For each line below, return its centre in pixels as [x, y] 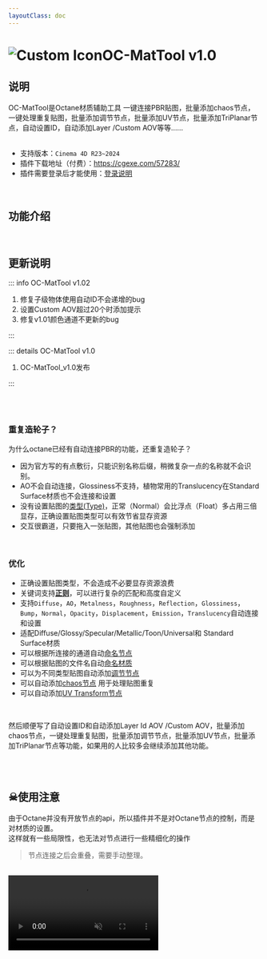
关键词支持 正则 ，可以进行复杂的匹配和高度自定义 [100, 592]
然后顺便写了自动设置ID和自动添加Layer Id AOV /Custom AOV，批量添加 [127, 725]
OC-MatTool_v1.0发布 [55, 367]
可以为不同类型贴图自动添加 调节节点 [80, 672]
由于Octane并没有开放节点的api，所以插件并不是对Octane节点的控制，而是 [132, 818]
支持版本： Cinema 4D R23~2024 [70, 153]
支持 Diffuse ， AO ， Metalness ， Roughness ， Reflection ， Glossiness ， [132, 603]
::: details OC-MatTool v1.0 [52, 351]
